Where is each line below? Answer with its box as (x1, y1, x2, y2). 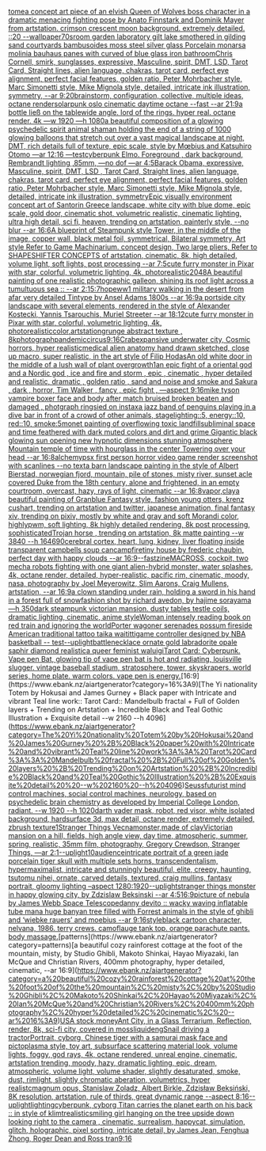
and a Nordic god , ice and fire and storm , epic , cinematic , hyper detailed (8, 368, 253, 378)
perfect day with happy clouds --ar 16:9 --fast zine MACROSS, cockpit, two (8, 553, 249, 563)
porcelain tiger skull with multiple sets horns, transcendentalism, (8, 857, 218, 865)
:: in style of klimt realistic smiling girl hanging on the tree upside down (8, 1108, 235, 1118)
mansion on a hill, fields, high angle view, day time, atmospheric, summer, (8, 831, 249, 840)
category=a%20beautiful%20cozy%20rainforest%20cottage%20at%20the (8, 974, 256, 983)
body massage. (8, 932, 59, 941)
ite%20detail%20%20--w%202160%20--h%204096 (8, 781, 183, 790)
